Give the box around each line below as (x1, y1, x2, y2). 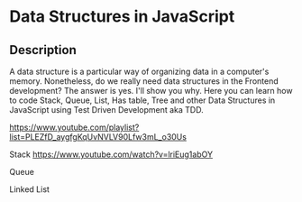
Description (9, 42, 77, 58)
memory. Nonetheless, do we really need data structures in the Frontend (9, 76, 279, 87)
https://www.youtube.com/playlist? (9, 122, 140, 133)
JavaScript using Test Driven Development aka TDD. (9, 105, 205, 115)
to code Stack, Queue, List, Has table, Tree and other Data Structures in (9, 95, 276, 106)
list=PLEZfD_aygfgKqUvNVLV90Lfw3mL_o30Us (9, 132, 188, 142)
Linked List (9, 184, 50, 195)
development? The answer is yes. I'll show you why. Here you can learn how (9, 86, 293, 96)
